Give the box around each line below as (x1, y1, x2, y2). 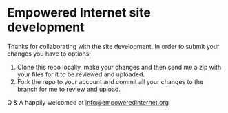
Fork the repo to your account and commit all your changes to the (17, 77, 204, 85)
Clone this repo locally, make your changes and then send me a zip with (17, 63, 222, 71)
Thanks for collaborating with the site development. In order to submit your (7, 42, 220, 50)
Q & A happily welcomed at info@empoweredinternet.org (7, 98, 169, 106)
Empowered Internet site (7, 5, 152, 21)
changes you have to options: (7, 50, 92, 58)
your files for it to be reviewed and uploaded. (17, 70, 145, 79)
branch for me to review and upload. (17, 85, 121, 93)
